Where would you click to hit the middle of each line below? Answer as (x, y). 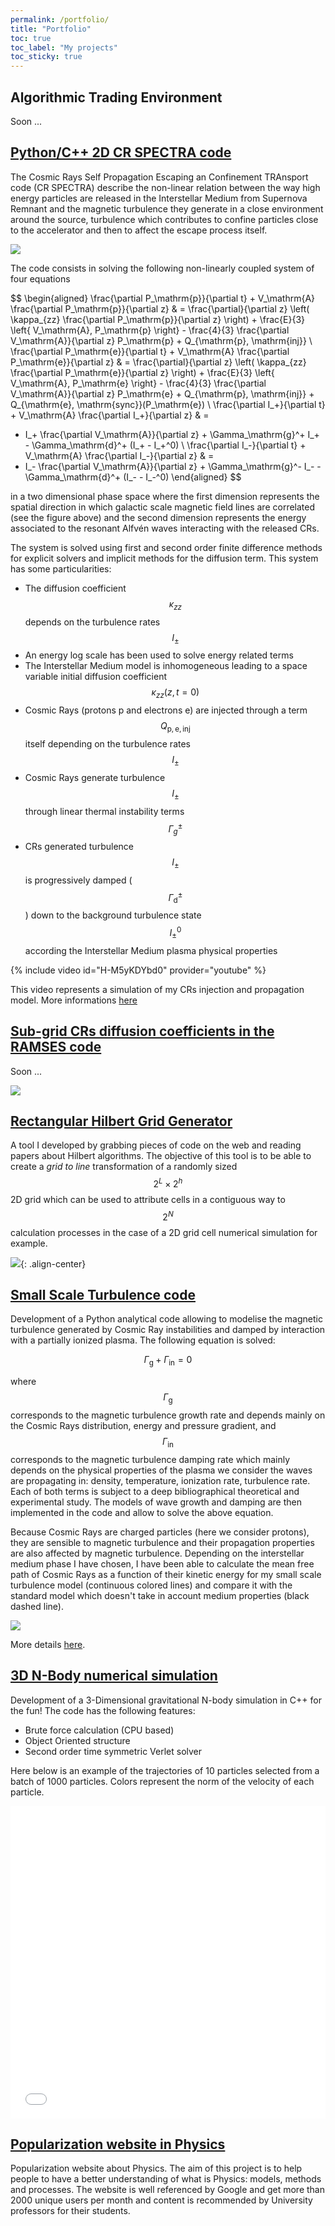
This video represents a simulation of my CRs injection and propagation (157, 989)
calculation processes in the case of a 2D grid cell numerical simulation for (164, 1232)
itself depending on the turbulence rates (107, 743)
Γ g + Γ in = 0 (168, 1361)
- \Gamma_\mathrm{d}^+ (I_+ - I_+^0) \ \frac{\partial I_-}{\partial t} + (165, 445)
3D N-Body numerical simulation (114, 1676)
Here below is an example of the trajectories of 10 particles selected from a (165, 1770)
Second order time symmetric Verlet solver (113, 1751)
